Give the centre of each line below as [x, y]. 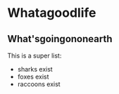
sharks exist [35, 69]
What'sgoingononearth [60, 39]
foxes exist [33, 76]
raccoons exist [39, 84]
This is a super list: [35, 55]
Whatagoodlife [52, 13]
